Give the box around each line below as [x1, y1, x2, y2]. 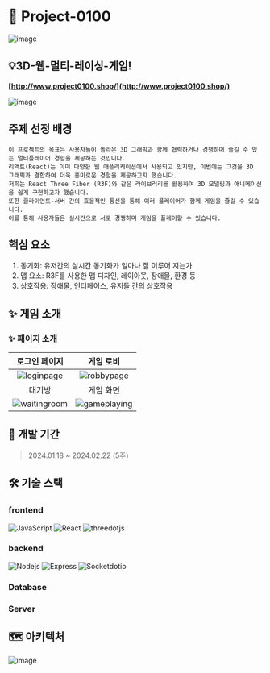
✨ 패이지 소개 [8, 333, 58, 344]
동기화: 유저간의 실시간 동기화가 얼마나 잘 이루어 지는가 [19, 261, 193, 271]
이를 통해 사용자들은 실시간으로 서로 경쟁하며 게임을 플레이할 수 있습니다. [8, 214, 222, 222]
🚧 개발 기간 [8, 427, 60, 442]
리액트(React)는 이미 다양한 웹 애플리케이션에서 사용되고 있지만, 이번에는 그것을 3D [8, 163, 254, 171]
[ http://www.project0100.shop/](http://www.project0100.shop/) [8, 81, 231, 91]
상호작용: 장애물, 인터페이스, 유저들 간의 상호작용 [19, 281, 173, 291]
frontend [8, 505, 44, 516]
